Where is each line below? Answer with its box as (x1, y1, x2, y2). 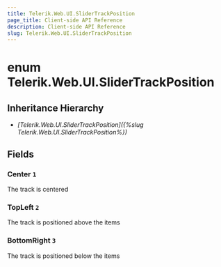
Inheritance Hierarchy (7, 102, 104, 114)
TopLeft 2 (7, 202, 40, 212)
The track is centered (7, 185, 69, 193)
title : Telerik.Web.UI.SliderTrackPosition (7, 10, 136, 17)
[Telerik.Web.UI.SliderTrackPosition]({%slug (17, 121, 144, 129)
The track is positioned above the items (7, 218, 120, 227)
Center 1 (7, 169, 37, 178)
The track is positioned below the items (7, 252, 120, 260)
